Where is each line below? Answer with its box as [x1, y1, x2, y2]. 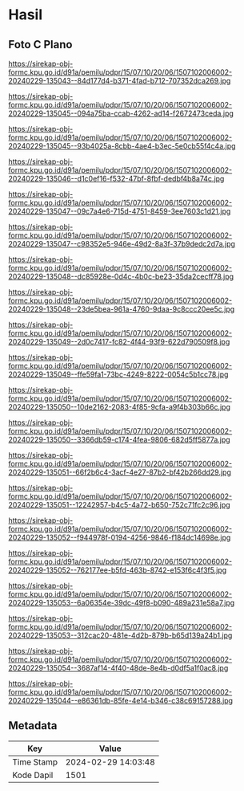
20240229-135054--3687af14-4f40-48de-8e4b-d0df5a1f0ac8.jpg [8, 663, 229, 672]
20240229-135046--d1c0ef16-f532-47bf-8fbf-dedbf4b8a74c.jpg [8, 174, 225, 183]
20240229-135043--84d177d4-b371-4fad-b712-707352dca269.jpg [8, 76, 231, 85]
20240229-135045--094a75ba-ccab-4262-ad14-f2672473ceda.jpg [8, 108, 234, 118]
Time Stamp [12, 756, 58, 768]
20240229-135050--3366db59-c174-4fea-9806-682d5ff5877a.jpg [8, 435, 230, 444]
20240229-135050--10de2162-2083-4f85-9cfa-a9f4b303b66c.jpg [8, 402, 230, 411]
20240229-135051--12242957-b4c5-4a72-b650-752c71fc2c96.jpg [8, 500, 230, 509]
